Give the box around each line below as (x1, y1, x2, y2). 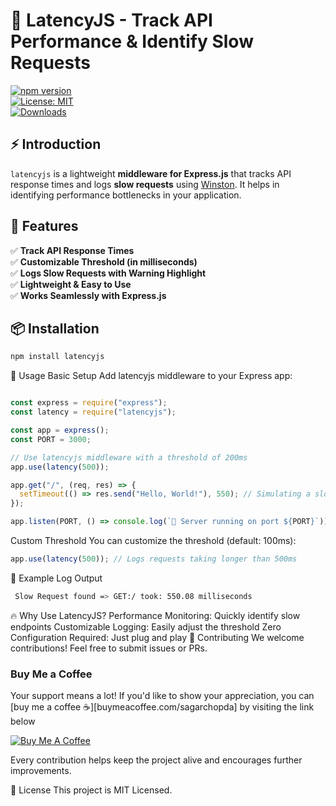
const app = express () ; (10, 425, 110, 435)
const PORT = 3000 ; (10, 434, 92, 444)
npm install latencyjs (10, 352, 105, 362)
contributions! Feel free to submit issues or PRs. (10, 642, 208, 654)
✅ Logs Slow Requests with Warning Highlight (10, 267, 207, 279)
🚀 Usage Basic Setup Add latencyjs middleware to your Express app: (10, 370, 293, 382)
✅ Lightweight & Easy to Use (10, 278, 132, 290)
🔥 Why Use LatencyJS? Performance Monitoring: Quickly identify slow (10, 609, 301, 621)
